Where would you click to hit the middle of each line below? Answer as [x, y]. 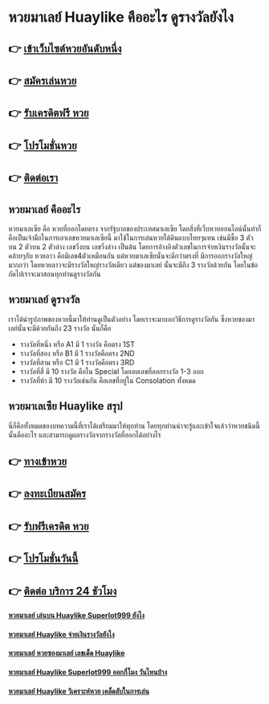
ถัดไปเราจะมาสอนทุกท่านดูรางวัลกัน [55, 274]
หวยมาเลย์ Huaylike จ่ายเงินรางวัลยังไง [61, 634]
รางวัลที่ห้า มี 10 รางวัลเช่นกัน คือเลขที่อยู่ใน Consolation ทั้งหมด [108, 380]
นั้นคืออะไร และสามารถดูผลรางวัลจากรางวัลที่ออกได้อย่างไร [85, 434]
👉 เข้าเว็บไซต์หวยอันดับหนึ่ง [65, 48]
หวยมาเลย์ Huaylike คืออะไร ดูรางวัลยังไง [121, 17]
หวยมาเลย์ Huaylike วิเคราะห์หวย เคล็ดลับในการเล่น [79, 691]
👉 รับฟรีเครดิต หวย [49, 526]
